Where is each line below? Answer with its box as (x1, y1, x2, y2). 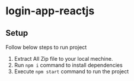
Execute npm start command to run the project (14, 68, 129, 75)
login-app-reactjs (5, 4, 95, 18)
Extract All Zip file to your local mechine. (14, 55, 113, 62)
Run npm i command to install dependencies (14, 61, 123, 68)
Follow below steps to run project (5, 43, 87, 51)
